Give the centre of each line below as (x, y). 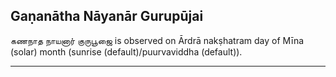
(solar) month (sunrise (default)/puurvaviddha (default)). (126, 51)
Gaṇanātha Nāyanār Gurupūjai (107, 16)
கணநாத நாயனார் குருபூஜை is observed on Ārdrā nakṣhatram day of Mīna (157, 40)
